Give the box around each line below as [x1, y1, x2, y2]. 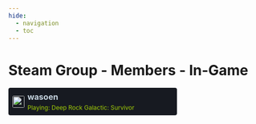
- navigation [15, 19, 59, 27]
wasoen [27, 91, 59, 102]
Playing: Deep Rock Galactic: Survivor [27, 103, 135, 112]
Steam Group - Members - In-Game [8, 61, 249, 79]
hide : [8, 11, 26, 20]
